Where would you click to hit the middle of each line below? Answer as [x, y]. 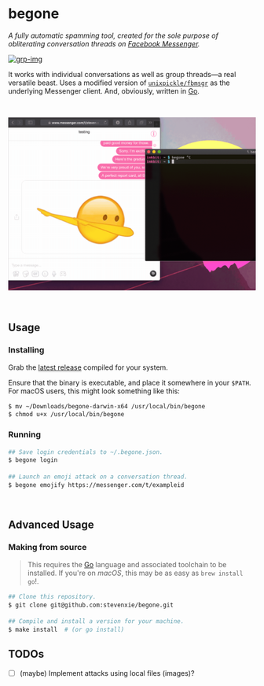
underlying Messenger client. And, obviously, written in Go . [104, 90]
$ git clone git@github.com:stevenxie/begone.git [91, 605]
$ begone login [33, 460]
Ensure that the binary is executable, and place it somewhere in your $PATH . [130, 382]
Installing [26, 350]
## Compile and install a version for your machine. [96, 621]
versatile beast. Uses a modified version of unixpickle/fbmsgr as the [119, 83]
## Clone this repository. [52, 596]
